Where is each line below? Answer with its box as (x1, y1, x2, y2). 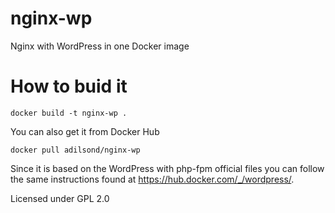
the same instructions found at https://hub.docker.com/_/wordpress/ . (10, 173, 295, 185)
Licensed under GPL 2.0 (10, 192, 110, 204)
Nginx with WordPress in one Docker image (10, 40, 190, 52)
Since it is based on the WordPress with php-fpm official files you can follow (10, 162, 325, 174)
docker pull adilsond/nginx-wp (10, 145, 141, 155)
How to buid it (10, 75, 128, 98)
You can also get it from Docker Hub (10, 125, 160, 137)
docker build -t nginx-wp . (10, 108, 128, 118)
